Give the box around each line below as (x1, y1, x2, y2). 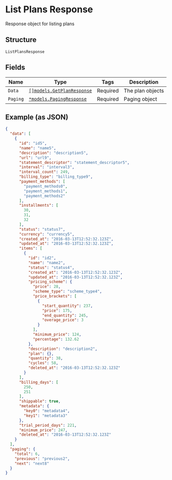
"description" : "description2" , (28, 346, 98, 352)
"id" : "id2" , (28, 255, 56, 261)
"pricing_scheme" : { (28, 279, 72, 285)
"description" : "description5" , (18, 150, 88, 155)
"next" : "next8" (14, 461, 50, 466)
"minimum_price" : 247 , (18, 428, 68, 433)
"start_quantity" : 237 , (42, 303, 93, 308)
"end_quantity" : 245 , (42, 312, 88, 318)
